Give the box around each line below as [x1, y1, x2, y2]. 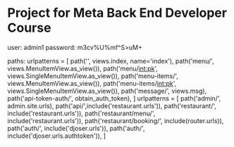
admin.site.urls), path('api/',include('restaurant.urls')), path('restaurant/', [7, 101, 217, 110]
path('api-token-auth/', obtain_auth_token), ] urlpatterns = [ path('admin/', [7, 94, 221, 103]
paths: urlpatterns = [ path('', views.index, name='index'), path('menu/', [7, 56, 214, 65]
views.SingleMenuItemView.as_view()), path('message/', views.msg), [7, 87, 207, 95]
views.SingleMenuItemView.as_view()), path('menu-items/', [7, 72, 178, 80]
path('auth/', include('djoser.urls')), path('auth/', [7, 124, 146, 132]
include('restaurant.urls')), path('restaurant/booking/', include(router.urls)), [7, 116, 224, 124]
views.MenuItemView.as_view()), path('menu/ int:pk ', [7, 64, 159, 72]
